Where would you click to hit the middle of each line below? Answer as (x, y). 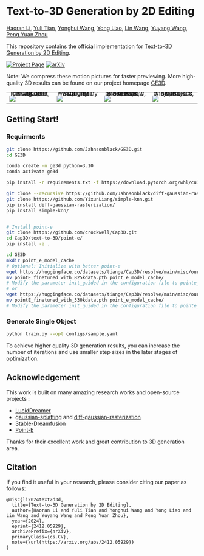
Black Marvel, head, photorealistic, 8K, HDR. (126, 93)
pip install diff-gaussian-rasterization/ (61, 205)
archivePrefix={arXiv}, (42, 531)
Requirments (26, 137)
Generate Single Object (41, 321)
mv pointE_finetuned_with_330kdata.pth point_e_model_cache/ (85, 300)
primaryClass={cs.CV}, (40, 537)
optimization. (22, 358)
